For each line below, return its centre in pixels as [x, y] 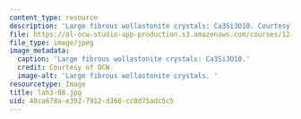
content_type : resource [54, 17]
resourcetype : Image [48, 84]
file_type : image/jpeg [52, 42]
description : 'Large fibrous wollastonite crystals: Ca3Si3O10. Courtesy [150, 26]
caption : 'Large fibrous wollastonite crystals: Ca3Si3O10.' [134, 59]
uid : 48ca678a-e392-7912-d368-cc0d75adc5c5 [92, 101]
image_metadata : [39, 51]
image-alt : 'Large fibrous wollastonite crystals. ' [118, 76]
